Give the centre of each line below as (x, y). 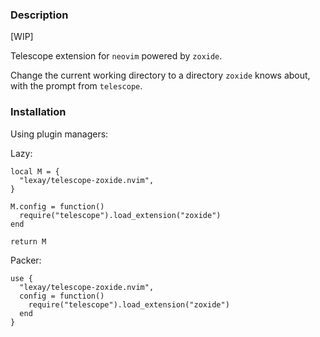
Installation (38, 112)
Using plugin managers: (59, 134)
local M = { (35, 171)
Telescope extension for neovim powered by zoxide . (116, 56)
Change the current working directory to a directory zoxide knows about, (160, 75)
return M (28, 241)
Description (39, 15)
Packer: (26, 260)
